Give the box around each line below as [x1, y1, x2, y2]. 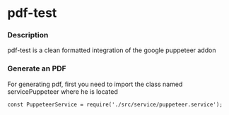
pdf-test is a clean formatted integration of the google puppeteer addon [7, 46, 216, 54]
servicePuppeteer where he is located [7, 87, 119, 96]
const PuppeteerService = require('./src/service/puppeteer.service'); [7, 101, 223, 108]
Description [7, 30, 49, 40]
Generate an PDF [7, 63, 66, 73]
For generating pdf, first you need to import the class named [7, 80, 183, 88]
